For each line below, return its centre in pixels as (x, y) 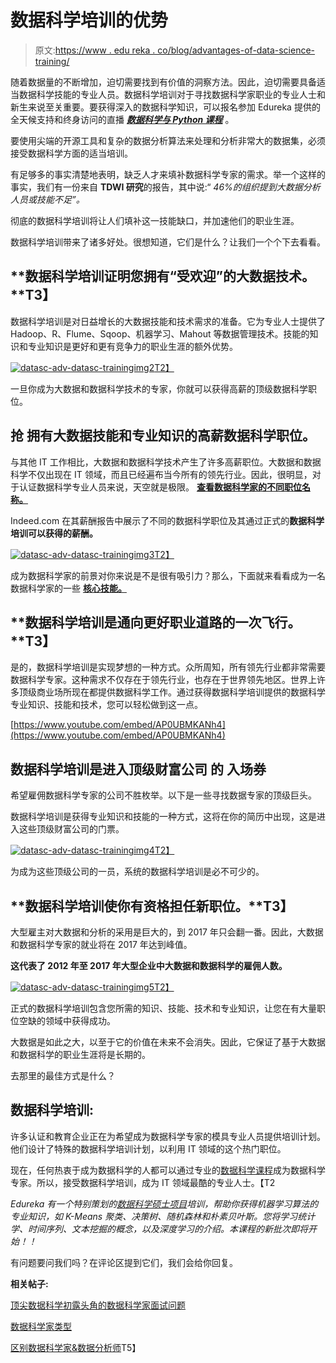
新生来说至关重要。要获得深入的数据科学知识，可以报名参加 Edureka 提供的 (165, 107)
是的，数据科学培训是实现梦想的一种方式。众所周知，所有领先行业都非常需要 (168, 667)
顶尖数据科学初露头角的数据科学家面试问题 (98, 1305)
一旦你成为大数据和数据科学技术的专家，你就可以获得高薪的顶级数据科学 (159, 388)
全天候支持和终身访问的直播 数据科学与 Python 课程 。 (122, 119)
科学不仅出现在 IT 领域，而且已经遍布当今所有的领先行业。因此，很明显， (161, 474)
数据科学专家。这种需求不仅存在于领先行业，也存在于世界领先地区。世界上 (163, 680)
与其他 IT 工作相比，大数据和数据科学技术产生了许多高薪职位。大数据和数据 (166, 462)
